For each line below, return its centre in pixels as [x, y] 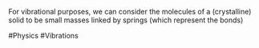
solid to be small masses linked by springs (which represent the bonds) [126, 20]
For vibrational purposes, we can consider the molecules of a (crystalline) [130, 12]
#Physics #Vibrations [43, 36]
